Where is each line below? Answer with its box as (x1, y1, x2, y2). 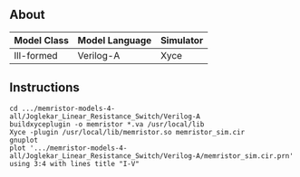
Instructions (9, 80, 80, 96)
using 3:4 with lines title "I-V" (9, 159, 140, 168)
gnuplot (9, 135, 39, 144)
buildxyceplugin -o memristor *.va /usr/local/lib (9, 119, 205, 129)
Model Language (77, 33, 152, 46)
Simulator (160, 33, 204, 46)
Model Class (14, 33, 70, 46)
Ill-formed (14, 49, 58, 61)
